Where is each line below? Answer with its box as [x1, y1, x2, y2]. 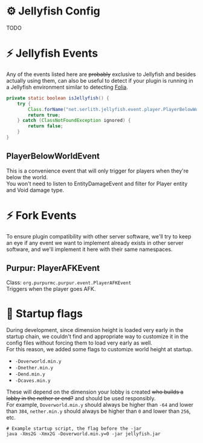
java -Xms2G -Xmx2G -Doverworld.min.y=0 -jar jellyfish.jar [6, 431, 161, 437]
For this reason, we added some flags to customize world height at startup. [6, 346, 193, 353]
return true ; [28, 112, 61, 118]
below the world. [6, 173, 48, 180]
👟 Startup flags [6, 307, 83, 320]
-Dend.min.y [14, 371, 45, 378]
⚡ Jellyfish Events [6, 46, 98, 60]
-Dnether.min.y [14, 365, 54, 371]
